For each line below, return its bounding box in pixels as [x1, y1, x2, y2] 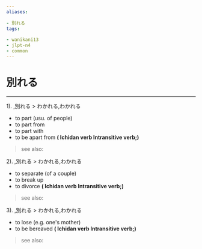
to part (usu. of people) [14, 114, 73, 121]
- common [6, 48, 28, 54]
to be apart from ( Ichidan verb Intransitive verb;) [14, 134, 139, 141]
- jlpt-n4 [6, 43, 31, 49]
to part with [14, 127, 44, 134]
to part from [14, 121, 45, 128]
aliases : [6, 8, 28, 15]
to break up [14, 176, 44, 183]
